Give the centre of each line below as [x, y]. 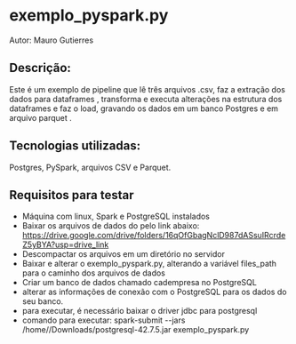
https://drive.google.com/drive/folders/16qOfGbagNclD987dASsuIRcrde [154, 236]
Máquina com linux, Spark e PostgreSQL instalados [116, 216]
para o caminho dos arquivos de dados [94, 273]
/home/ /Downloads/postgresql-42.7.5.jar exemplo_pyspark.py [136, 330]
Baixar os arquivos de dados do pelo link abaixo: [111, 226]
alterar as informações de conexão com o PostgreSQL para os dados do [154, 292]
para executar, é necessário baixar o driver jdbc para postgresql [140, 311]
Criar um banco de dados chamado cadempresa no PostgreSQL [140, 283]
